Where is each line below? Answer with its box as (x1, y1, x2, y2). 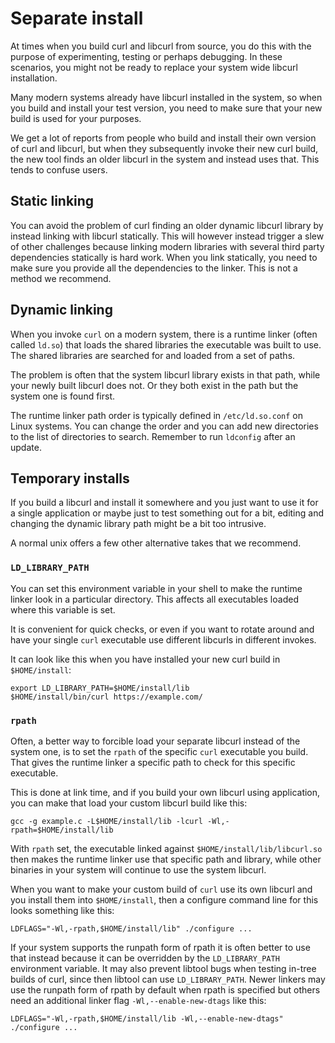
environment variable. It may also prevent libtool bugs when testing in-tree (10, 962, 317, 974)
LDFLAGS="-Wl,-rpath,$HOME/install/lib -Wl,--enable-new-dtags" (10, 1013, 284, 1024)
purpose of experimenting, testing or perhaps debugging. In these (10, 50, 283, 62)
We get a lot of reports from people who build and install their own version (10, 132, 317, 144)
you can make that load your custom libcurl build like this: (10, 797, 248, 809)
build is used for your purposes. (10, 112, 142, 124)
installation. (10, 72, 58, 84)
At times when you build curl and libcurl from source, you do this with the (10, 40, 312, 52)
